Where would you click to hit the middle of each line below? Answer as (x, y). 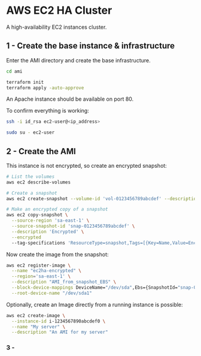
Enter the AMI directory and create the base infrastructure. (78, 60)
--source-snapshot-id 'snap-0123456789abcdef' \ (73, 226)
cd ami (14, 71)
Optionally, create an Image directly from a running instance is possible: (95, 304)
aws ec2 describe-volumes (38, 182)
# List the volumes (31, 177)
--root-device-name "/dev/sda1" (52, 293)
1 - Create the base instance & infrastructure (91, 46)
